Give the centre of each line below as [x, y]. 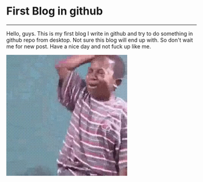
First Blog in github [55, 11]
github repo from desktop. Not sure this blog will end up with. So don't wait [100, 40]
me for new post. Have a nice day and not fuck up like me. [79, 46]
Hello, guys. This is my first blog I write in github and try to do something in [100, 33]
